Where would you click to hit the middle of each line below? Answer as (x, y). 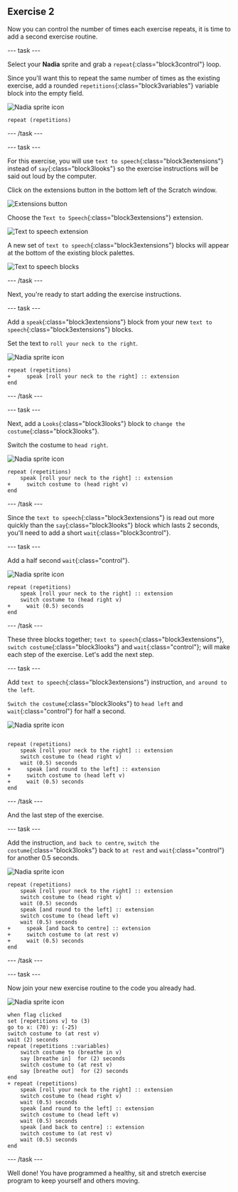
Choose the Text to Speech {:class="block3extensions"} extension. (106, 218)
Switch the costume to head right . (58, 444)
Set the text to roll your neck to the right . (73, 343)
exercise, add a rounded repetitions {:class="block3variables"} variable (113, 86)
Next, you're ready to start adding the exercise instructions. (94, 294)
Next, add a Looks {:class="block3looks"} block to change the (96, 423)
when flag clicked (34, 1015)
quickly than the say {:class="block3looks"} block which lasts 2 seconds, (114, 525)
